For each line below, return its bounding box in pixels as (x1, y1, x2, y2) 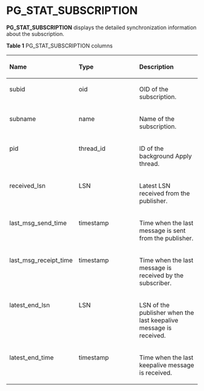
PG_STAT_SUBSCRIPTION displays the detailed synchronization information (6, 24, 197, 31)
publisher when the (139, 308, 194, 317)
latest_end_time (9, 353, 54, 362)
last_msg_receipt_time (9, 256, 73, 265)
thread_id (78, 144, 106, 153)
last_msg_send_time (9, 218, 67, 227)
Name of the (139, 114, 175, 123)
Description (139, 62, 174, 71)
